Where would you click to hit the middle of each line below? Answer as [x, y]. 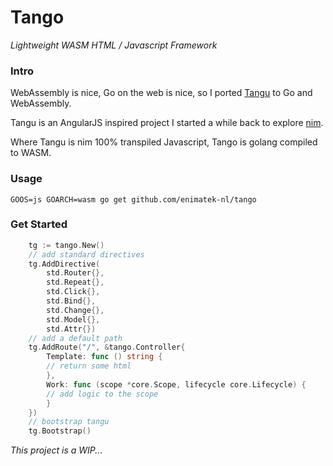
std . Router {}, [75, 273]
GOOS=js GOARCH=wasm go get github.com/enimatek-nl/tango [133, 199]
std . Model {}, [73, 319]
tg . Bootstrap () [60, 431]
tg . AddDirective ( [64, 264]
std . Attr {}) [71, 329]
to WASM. [31, 153]
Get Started [39, 224]
